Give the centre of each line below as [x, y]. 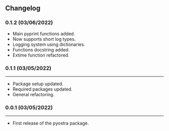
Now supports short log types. [44, 39]
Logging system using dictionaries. [49, 44]
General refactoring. [33, 94]
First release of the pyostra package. [51, 123]
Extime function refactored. [41, 55]
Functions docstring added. [41, 49]
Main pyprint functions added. [44, 34]
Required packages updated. [43, 89]
